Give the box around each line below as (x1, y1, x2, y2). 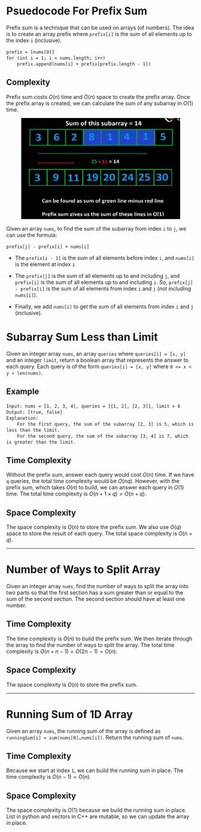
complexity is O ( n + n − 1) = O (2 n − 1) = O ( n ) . (6, 648, 118, 655)
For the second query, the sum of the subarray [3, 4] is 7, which (17, 433, 188, 439)
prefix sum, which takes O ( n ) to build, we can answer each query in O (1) (6, 484, 184, 491)
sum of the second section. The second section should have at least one (6, 595, 185, 603)
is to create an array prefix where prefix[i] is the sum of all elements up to (6, 30, 193, 37)
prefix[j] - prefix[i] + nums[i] (6, 244, 90, 250)
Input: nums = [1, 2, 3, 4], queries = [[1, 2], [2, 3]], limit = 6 (6, 403, 181, 409)
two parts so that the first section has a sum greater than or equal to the (6, 589, 184, 597)
